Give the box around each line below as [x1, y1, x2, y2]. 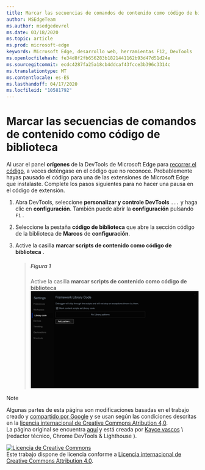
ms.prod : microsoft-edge [6, 42, 70, 48]
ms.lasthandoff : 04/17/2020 [6, 81, 78, 87]
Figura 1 [30, 262, 51, 269]
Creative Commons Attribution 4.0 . [6, 457, 93, 464]
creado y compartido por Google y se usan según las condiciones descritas [6, 413, 197, 420]
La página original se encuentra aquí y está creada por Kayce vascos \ [6, 426, 184, 433]
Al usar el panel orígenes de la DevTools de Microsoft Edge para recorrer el [6, 161, 196, 168]
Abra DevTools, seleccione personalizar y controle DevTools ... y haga [15, 199, 198, 206]
